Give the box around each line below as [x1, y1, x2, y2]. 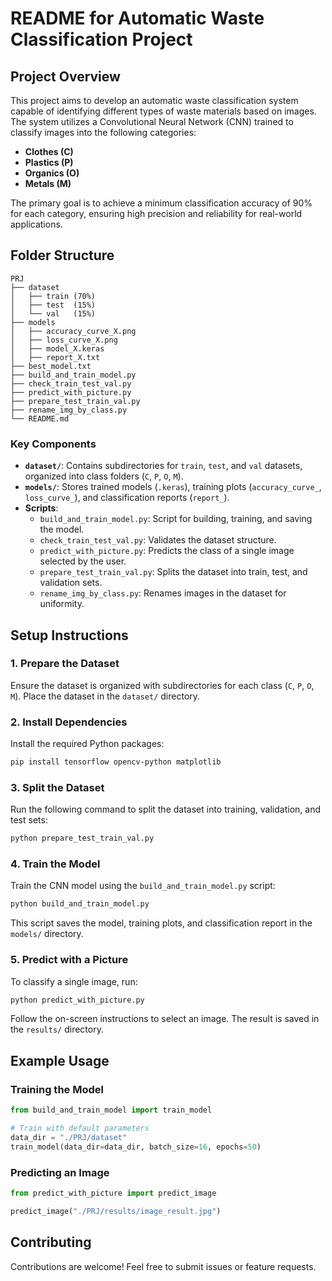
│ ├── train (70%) [10, 291, 97, 301]
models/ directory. [10, 928, 84, 940]
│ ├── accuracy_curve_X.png [10, 326, 137, 336]
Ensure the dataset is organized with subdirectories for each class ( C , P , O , [10, 679, 315, 691]
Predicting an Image [10, 1165, 110, 1179]
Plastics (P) [24, 157, 74, 168]
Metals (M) [24, 178, 72, 189]
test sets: [10, 814, 48, 826]
